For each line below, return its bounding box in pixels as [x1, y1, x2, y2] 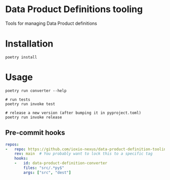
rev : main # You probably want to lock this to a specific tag [14, 151, 153, 156]
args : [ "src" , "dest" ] [23, 170, 71, 175]
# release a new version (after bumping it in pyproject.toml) [5, 110, 142, 115]
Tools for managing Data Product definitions [5, 20, 98, 26]
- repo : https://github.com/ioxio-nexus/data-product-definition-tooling [5, 147, 168, 152]
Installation [5, 38, 54, 50]
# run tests [5, 97, 30, 102]
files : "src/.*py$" [23, 165, 65, 170]
